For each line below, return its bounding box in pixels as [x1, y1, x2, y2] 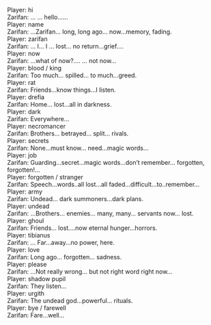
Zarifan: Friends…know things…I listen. [7, 86, 116, 94]
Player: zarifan [7, 35, 48, 43]
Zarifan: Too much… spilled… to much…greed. [7, 71, 137, 79]
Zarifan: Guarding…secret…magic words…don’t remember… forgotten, [7, 159, 205, 166]
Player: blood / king [7, 64, 62, 72]
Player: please [7, 260, 47, 268]
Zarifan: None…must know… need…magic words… [7, 144, 149, 152]
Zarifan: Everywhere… [7, 115, 70, 122]
